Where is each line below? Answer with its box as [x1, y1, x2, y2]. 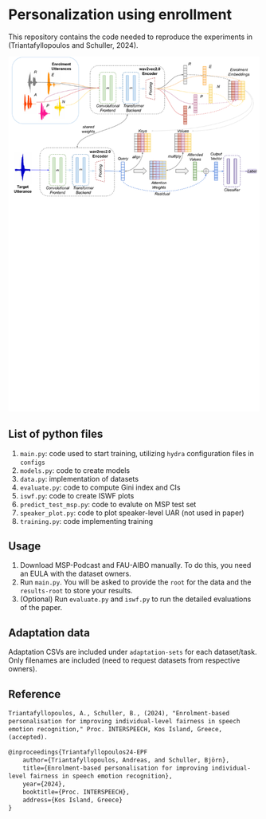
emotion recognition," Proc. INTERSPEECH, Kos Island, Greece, [8, 726, 223, 734]
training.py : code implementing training [19, 516, 154, 526]
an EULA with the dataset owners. [19, 569, 131, 579]
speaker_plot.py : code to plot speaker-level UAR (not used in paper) [19, 508, 244, 518]
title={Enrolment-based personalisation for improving [22, 764, 209, 773]
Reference [8, 687, 61, 701]
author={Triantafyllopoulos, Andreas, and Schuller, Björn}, [22, 756, 229, 765]
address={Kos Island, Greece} [22, 796, 123, 805]
